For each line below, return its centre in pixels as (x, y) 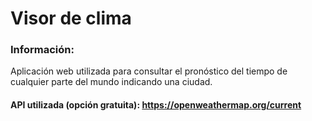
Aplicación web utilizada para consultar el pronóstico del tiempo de (149, 71)
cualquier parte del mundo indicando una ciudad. (111, 82)
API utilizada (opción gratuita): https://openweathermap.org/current (156, 105)
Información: (42, 50)
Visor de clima (71, 18)
